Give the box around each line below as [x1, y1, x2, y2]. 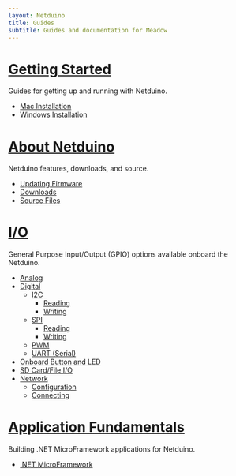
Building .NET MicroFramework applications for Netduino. [8, 444, 196, 454]
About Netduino [8, 137, 115, 156]
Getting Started [8, 60, 112, 78]
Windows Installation [19, 110, 88, 119]
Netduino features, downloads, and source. [8, 163, 149, 174]
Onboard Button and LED [19, 357, 101, 367]
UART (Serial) [31, 349, 77, 358]
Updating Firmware [19, 179, 83, 189]
